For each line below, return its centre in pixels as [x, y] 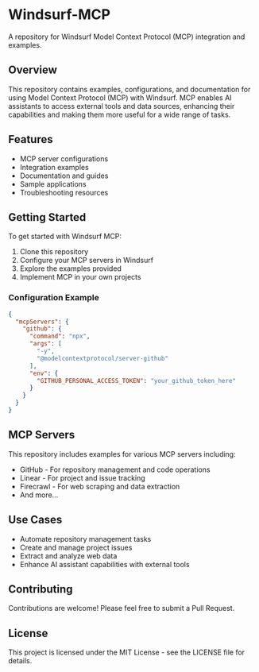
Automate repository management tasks [85, 539]
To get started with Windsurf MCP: [65, 237]
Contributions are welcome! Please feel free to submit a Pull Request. [122, 608]
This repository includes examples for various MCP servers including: [122, 454]
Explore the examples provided [70, 268]
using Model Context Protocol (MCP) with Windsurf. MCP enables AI [120, 98]
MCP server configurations [64, 158]
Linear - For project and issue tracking [82, 477]
